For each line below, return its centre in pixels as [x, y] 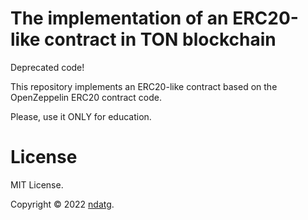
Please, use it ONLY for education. [81, 116]
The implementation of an [119, 18]
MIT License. [37, 184]
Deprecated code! [47, 67]
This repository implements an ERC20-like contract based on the [144, 86]
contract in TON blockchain [160, 39]
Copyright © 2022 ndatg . [62, 204]
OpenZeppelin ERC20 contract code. [86, 97]
